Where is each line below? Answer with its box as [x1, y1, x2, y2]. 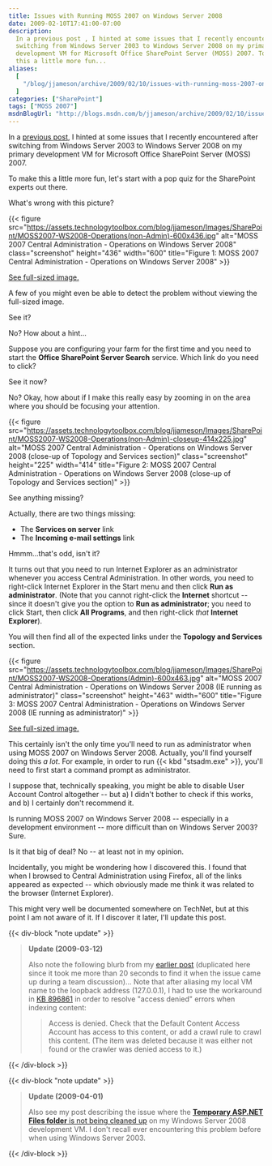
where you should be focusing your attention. [8, 401, 160, 410]
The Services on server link [19, 525, 115, 534]
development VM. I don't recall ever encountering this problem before [28, 1125, 261, 1134]
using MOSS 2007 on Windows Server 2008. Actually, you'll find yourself [8, 748, 253, 757]
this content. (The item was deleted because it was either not [48, 1035, 253, 1045]
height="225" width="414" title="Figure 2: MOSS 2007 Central [8, 460, 217, 469]
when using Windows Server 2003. [28, 1133, 146, 1142]
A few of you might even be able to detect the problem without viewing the [8, 289, 257, 298]
